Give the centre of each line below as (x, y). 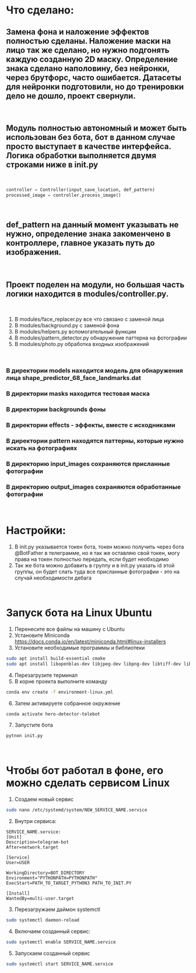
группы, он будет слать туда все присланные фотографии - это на (97, 571)
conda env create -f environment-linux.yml (60, 692)
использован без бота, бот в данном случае (91, 137)
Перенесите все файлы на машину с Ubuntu (70, 629)
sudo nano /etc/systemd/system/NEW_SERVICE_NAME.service (77, 810)
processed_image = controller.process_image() (64, 195)
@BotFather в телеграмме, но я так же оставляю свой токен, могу (97, 553)
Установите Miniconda (42, 635)
